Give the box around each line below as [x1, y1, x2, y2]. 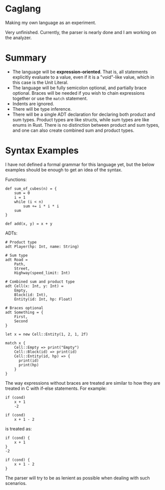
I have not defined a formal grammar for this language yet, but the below [5, 161, 155, 167]
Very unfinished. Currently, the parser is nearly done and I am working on [5, 29, 156, 35]
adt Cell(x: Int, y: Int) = [5, 284, 64, 289]
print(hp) [18, 362, 39, 367]
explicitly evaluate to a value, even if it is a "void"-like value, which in [12, 74, 154, 80]
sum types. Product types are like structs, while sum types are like [12, 116, 149, 123]
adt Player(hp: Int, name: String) [5, 244, 79, 249]
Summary [5, 52, 46, 64]
